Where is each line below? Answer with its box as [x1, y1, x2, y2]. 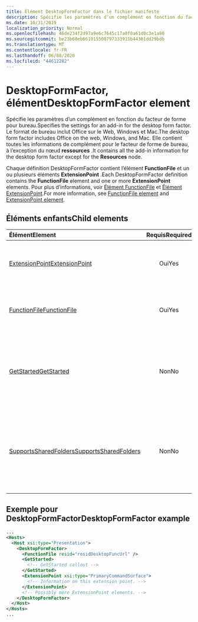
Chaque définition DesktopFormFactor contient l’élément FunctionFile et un [6, 165, 190, 172]
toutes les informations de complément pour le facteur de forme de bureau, [6, 141, 190, 148]
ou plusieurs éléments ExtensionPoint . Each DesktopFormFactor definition [6, 171, 188, 178]
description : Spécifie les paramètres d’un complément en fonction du [6, 14, 183, 20]
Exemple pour [6, 504, 58, 514]
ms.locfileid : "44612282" [6, 58, 70, 64]
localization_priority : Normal [6, 25, 83, 31]
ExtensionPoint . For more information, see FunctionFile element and [6, 190, 169, 197]
